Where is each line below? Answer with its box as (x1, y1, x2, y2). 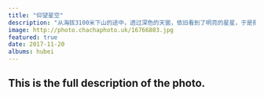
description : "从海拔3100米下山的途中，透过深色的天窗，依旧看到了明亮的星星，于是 (8, 19, 253, 27)
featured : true (8, 33, 58, 41)
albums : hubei (8, 48, 55, 56)
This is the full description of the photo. (8, 77, 206, 90)
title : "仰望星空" (8, 11, 64, 20)
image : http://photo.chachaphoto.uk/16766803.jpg (8, 26, 174, 34)
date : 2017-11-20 (8, 41, 65, 48)
